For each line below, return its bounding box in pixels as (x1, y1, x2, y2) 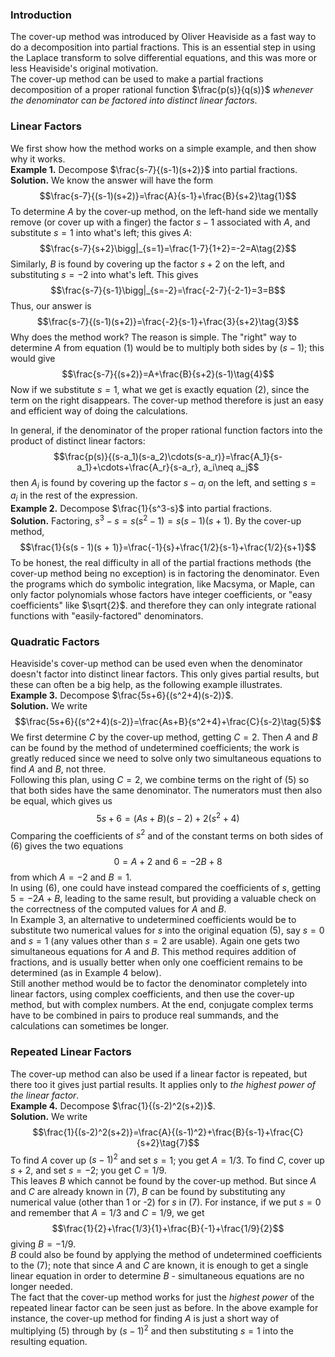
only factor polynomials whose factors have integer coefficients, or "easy (10, 588, 313, 600)
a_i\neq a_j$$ (203, 461, 260, 473)
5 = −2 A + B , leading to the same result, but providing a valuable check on (10, 893, 317, 905)
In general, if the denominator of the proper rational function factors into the (10, 424, 323, 436)
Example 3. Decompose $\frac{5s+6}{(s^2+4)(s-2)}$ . (10, 689, 234, 702)
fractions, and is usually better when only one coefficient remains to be (10, 956, 303, 968)
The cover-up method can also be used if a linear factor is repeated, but (10, 1068, 308, 1080)
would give (10, 352, 56, 364)
